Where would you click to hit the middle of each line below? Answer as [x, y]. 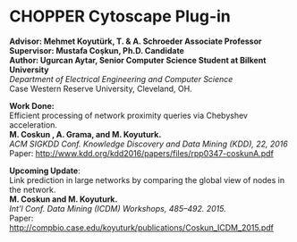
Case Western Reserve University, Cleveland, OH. [101, 88]
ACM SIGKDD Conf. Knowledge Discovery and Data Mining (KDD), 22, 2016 [148, 144]
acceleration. [34, 125]
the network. [33, 189]
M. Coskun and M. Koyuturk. [64, 199]
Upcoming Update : [45, 171]
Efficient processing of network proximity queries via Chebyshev [129, 115]
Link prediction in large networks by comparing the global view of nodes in [147, 179]
